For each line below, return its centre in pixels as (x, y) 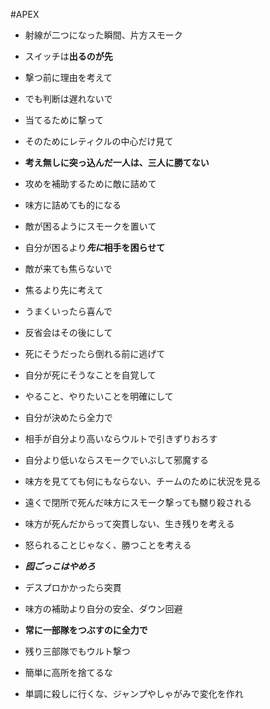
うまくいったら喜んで (68, 311)
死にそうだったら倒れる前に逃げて (95, 353)
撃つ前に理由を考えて (68, 77)
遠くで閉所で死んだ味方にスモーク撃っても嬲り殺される (138, 502)
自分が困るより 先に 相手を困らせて (95, 247)
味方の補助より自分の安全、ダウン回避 (103, 608)
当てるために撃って (64, 120)
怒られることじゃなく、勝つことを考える (108, 545)
